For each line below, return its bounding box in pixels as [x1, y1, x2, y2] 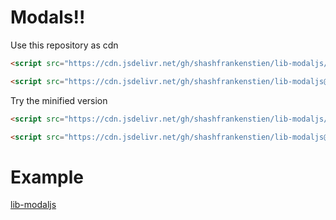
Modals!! [10, 6, 86, 29]
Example [10, 166, 84, 188]
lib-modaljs [10, 199, 57, 211]
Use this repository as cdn [10, 39, 119, 51]
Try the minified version [10, 94, 108, 106]
